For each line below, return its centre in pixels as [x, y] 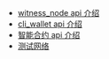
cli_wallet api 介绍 [50, 24]
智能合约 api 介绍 [49, 35]
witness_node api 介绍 [58, 13]
